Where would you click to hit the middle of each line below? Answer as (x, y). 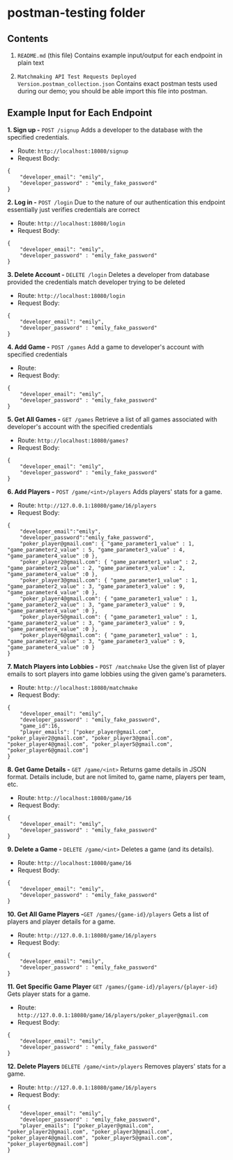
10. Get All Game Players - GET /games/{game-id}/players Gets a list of (108, 914)
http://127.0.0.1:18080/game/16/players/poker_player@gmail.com (113, 1015)
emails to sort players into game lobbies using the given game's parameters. (117, 674)
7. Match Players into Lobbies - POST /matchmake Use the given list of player (116, 666)
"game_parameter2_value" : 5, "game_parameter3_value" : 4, (97, 550)
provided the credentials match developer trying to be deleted (96, 282)
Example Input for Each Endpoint (80, 113)
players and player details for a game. (61, 921)
